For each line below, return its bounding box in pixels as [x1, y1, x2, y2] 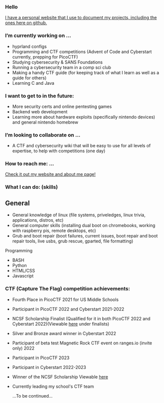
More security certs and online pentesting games [12, 103, 112, 109]
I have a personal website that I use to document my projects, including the [5, 15, 157, 21]
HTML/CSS [12, 268, 35, 274]
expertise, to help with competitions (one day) [12, 148, 106, 154]
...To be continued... [12, 393, 53, 399]
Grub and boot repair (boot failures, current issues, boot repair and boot [12, 233, 158, 239]
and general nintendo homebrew [12, 119, 79, 125]
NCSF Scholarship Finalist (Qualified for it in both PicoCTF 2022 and [12, 315, 151, 321]
